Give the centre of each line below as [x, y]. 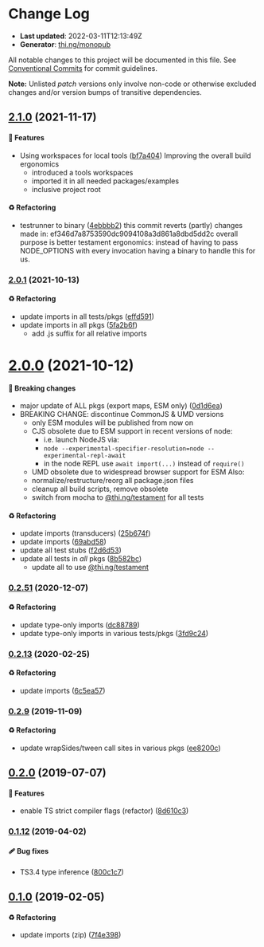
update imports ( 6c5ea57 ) [62, 690]
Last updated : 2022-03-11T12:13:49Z [81, 36]
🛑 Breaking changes [42, 388]
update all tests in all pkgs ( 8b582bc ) [81, 559]
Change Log [49, 14]
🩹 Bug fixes [29, 851]
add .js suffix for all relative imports [89, 333]
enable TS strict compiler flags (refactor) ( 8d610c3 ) [104, 811]
